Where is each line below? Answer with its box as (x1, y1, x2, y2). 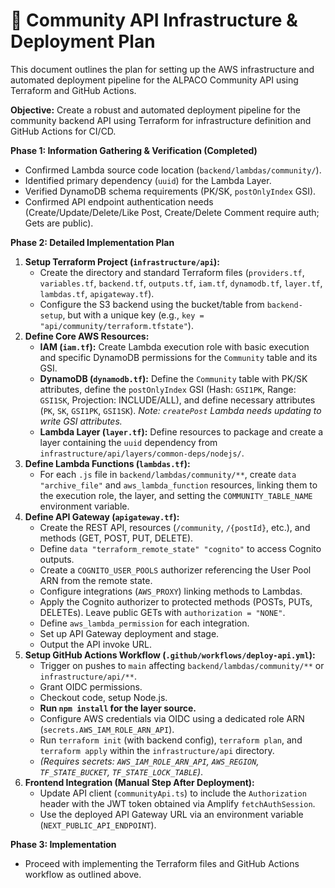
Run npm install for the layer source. (39, 702, 197, 714)
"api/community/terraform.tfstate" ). (39, 319, 194, 331)
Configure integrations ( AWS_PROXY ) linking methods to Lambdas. (39, 585, 303, 597)
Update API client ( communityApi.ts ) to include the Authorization (39, 787, 307, 799)
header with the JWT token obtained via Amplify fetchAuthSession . (39, 797, 316, 809)
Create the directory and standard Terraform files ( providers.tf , (39, 266, 305, 278)
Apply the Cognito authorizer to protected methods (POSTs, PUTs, (39, 595, 313, 608)
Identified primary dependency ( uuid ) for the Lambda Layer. (24, 174, 272, 186)
